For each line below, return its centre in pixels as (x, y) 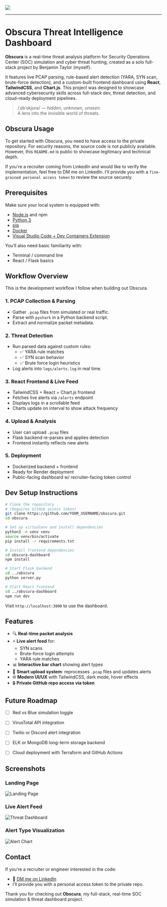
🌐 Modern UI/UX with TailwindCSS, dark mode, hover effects (75, 677)
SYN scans (31, 648)
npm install (17, 559)
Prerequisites (26, 193)
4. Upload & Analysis (31, 421)
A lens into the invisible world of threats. (58, 113)
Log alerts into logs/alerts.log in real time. (57, 368)
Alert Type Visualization (35, 831)
